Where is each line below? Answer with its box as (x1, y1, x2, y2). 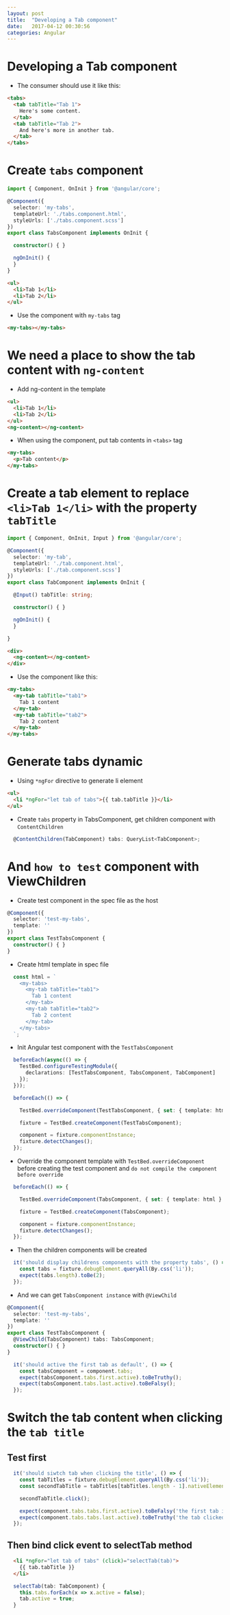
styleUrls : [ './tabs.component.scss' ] (13, 217, 125, 224)
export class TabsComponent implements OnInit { (7, 229, 149, 237)
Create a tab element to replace (7, 486, 190, 501)
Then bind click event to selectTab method (7, 1539, 193, 1551)
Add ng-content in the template (16, 385, 106, 394)
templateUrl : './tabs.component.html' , (13, 210, 127, 217)
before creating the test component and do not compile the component (16, 1164, 218, 1172)
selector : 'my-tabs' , (13, 204, 75, 211)
